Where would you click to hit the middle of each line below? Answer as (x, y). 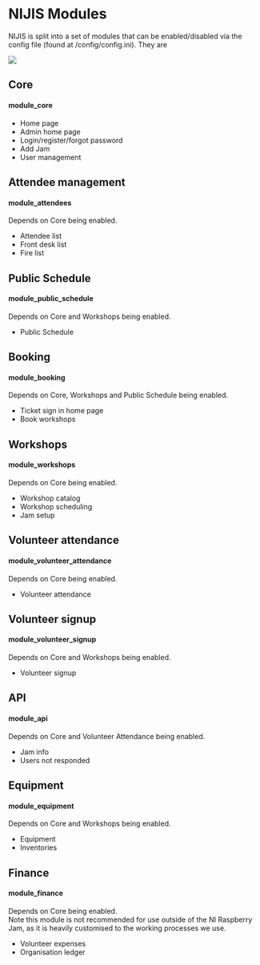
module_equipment (41, 806)
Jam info (34, 752)
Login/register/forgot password (71, 140)
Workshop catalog (50, 498)
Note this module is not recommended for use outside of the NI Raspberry (130, 919)
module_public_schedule (51, 299)
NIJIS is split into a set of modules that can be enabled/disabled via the (125, 36)
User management (50, 157)
